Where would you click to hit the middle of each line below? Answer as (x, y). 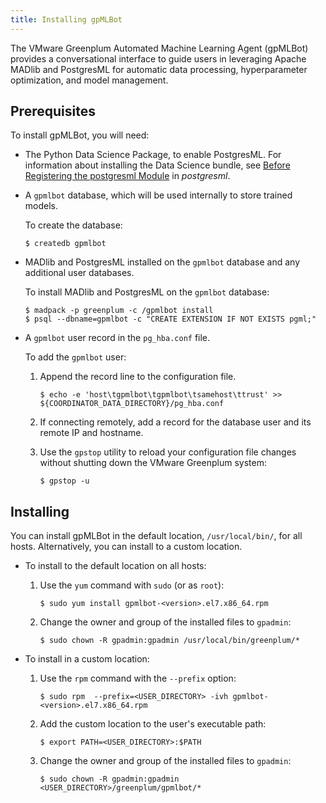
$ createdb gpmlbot (65, 244)
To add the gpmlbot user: (75, 357)
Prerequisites (53, 111)
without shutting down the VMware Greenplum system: (153, 463)
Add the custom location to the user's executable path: (153, 724)
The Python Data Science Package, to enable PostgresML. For (153, 155)
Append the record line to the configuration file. (138, 377)
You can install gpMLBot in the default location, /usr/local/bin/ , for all (156, 536)
